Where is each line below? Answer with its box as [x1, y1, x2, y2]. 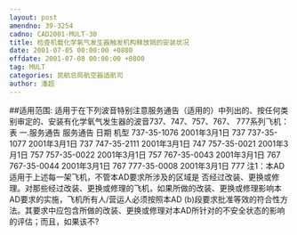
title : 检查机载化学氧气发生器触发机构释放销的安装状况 [9, 37, 189, 47]
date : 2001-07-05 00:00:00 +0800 [9, 46, 133, 55]
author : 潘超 [9, 79, 55, 88]
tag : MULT [9, 63, 46, 72]
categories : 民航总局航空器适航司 [9, 71, 124, 80]
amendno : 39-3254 [9, 21, 74, 30]
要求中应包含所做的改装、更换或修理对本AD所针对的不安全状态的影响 [32, 205, 285, 215]
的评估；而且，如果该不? [9, 215, 100, 227]
